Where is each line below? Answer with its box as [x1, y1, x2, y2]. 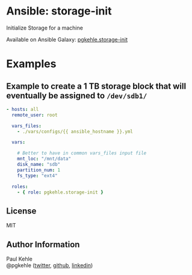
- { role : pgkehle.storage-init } [17, 189, 104, 195]
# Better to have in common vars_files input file [17, 150, 147, 156]
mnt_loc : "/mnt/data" [17, 156, 71, 162]
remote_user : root [11, 112, 58, 118]
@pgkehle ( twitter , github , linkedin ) [6, 262, 93, 269]
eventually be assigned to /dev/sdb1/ [6, 90, 147, 101]
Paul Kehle [6, 255, 33, 263]
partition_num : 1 [17, 167, 61, 173]
